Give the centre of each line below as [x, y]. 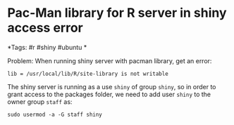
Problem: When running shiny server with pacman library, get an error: [110, 60]
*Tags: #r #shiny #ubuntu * [47, 47]
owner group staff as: [40, 101]
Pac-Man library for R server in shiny [117, 13]
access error [45, 28]
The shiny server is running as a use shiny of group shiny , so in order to [112, 86]
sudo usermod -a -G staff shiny [55, 114]
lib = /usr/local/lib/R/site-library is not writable [88, 74]
